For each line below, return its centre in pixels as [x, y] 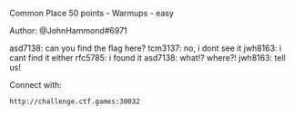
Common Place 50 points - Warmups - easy [92, 13]
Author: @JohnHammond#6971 [68, 30]
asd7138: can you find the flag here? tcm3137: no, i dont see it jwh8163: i [146, 48]
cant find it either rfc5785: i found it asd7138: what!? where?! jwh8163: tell [147, 57]
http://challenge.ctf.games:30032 [75, 101]
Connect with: [35, 85]
